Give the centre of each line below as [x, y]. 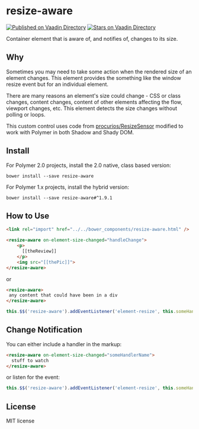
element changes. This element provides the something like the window [94, 78]
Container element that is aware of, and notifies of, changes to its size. [92, 38]
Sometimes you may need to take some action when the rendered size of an [99, 72]
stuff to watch [30, 360]
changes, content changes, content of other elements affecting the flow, [94, 102]
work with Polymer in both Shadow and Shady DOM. [70, 132]
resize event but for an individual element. [57, 84]
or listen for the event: [33, 378]
